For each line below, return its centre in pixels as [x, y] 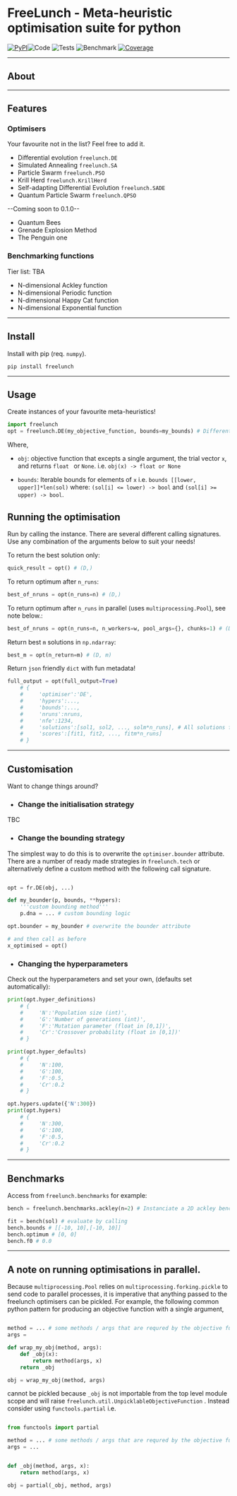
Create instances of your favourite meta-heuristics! [82, 412]
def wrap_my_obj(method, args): [55, 1348]
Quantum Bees [39, 223]
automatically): [29, 986]
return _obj [37, 1367]
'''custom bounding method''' [65, 907]
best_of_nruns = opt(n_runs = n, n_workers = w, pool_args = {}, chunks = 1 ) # [115, 628]
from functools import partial [53, 1428]
